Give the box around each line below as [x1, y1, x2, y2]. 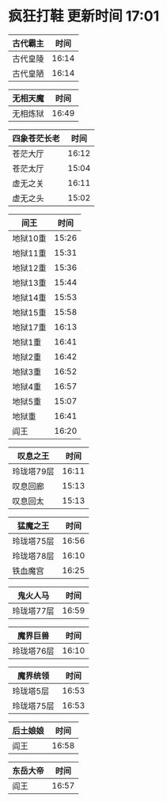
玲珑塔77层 [12, 605, 55, 616]
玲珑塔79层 [12, 466, 55, 477]
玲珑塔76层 [12, 645, 55, 656]
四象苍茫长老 [12, 132, 61, 143]
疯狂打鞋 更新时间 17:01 [8, 7, 160, 25]
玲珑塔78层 [12, 550, 55, 561]
